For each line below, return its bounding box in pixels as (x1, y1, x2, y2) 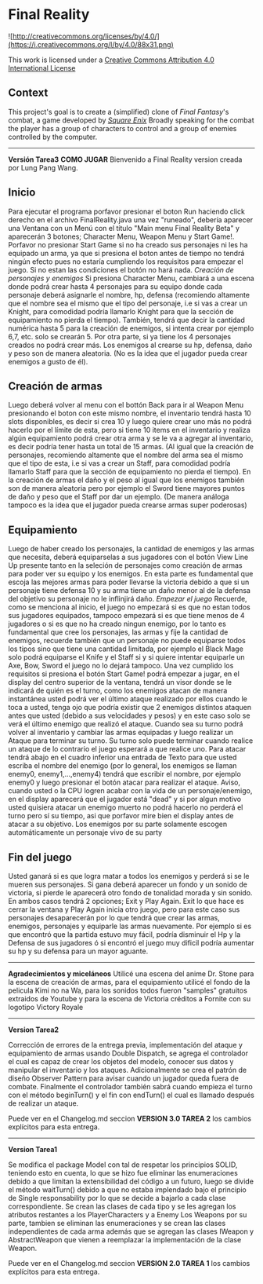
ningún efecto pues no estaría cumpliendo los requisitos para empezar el (8, 257, 244, 266)
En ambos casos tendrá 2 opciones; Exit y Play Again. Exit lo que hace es (8, 897, 244, 905)
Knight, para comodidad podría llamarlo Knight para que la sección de (8, 306, 234, 316)
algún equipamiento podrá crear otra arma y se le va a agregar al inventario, (8, 433, 254, 443)
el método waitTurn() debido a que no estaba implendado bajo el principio (8, 1185, 247, 1194)
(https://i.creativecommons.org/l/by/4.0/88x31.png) (8, 39, 174, 49)
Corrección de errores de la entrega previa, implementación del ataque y (8, 1041, 243, 1049)
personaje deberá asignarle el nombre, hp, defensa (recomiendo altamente (8, 290, 250, 299)
